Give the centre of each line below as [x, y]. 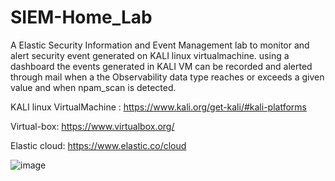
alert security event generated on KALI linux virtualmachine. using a [150, 55]
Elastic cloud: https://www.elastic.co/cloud [98, 145]
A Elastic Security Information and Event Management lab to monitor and [160, 45]
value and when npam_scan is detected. [93, 87]
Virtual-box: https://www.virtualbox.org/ [92, 126]
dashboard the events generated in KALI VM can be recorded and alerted [161, 66]
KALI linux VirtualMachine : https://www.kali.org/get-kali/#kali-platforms [158, 107]
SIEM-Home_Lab [81, 17]
